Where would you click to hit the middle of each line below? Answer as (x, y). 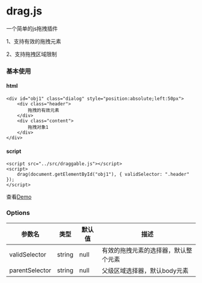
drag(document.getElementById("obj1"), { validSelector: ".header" (103, 175)
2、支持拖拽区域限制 (32, 54)
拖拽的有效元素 (44, 110)
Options (18, 213)
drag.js (24, 11)
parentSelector (30, 270)
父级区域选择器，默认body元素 (145, 270)
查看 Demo (19, 197)
